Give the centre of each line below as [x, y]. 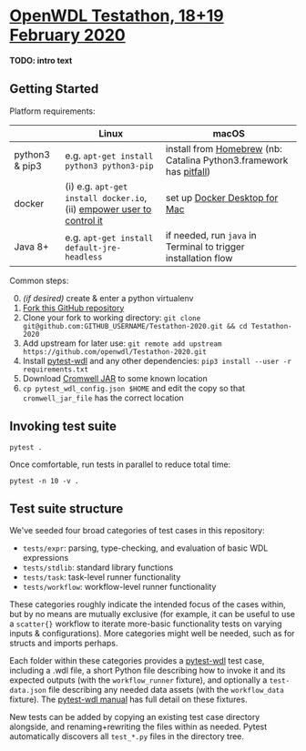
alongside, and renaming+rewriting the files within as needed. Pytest [138, 727]
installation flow [199, 258]
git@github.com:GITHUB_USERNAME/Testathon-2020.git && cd [135, 326]
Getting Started [54, 89]
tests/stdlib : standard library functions [98, 568]
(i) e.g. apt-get [97, 186]
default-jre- [93, 248]
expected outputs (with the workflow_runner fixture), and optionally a [138, 680]
